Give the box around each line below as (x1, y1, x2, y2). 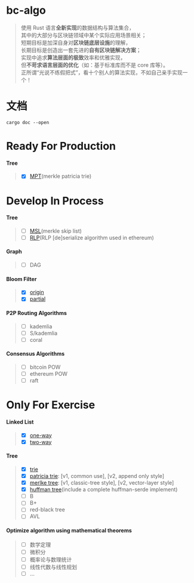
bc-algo (6, 4, 46, 17)
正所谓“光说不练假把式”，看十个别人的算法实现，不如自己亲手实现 (20, 69, 183, 76)
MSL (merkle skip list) (29, 227, 82, 235)
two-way (29, 438, 52, 445)
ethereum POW (29, 371, 67, 378)
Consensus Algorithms (6, 350, 64, 357)
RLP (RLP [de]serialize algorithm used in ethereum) (29, 234, 154, 241)
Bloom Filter (6, 275, 37, 282)
